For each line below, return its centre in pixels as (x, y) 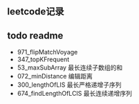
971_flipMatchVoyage (47, 52)
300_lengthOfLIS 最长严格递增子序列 (69, 85)
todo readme (35, 35)
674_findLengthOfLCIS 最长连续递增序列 (75, 94)
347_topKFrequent (43, 59)
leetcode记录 (36, 12)
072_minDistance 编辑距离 (55, 76)
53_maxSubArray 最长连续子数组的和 (70, 67)
